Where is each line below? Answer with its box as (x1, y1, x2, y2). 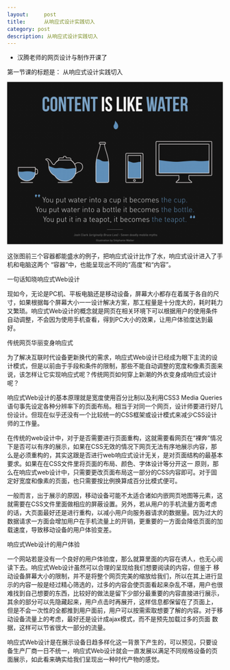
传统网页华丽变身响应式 (7, 338, 73, 347)
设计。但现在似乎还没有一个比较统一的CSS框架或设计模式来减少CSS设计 (12, 411, 218, 419)
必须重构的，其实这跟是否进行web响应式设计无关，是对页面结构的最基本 (18, 451, 223, 459)
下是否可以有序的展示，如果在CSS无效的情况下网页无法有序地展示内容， (7, 443, 212, 451)
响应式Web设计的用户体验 (7, 540, 80, 548)
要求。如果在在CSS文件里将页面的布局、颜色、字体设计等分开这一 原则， (7, 460, 214, 468)
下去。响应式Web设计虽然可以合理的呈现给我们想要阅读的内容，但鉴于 (12, 564, 212, 572)
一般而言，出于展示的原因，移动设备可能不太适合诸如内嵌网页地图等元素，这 (7, 492, 223, 500)
